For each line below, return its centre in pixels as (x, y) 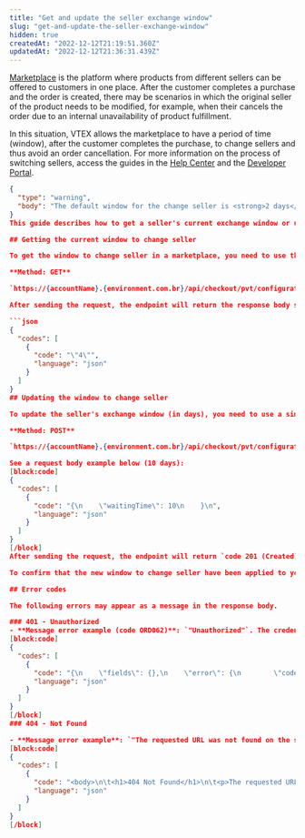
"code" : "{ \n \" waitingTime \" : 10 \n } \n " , (127, 506)
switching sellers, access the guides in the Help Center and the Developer (148, 163)
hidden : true (34, 35)
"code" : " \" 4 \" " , (66, 356)
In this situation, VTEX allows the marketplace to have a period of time (140, 134)
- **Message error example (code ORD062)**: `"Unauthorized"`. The (140, 631)
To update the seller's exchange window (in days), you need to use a (146, 414)
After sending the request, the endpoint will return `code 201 (133, 556)
